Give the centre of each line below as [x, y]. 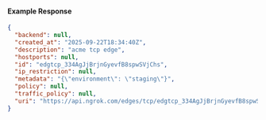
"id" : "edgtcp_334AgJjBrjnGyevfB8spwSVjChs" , [91, 64]
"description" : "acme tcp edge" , [70, 50]
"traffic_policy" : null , [56, 94]
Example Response [40, 11]
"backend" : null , [43, 36]
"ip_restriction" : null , [56, 72]
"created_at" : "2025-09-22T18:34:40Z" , [81, 42]
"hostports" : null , [47, 57]
